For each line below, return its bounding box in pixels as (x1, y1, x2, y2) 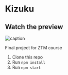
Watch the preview (5, 23, 63, 31)
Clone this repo (12, 54, 43, 60)
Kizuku (5, 3, 34, 15)
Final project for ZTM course (5, 45, 62, 50)
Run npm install (12, 60, 46, 65)
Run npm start (12, 64, 41, 70)
